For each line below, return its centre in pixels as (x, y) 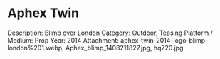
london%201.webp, (36, 48)
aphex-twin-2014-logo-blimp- (164, 40)
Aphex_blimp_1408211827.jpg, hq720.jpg (124, 48)
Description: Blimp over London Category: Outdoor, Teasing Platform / (110, 33)
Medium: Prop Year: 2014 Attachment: (63, 40)
